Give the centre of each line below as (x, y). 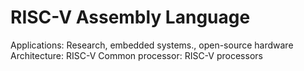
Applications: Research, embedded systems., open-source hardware (152, 45)
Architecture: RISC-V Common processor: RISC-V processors (136, 55)
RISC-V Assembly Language (130, 17)
